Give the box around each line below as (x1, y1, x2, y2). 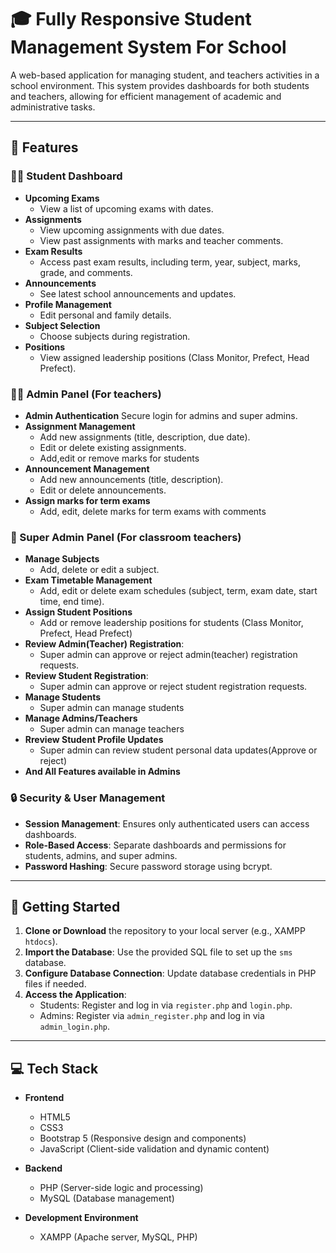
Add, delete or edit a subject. (39, 564, 160, 576)
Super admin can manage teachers (39, 723, 185, 735)
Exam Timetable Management (24, 574, 153, 586)
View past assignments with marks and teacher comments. (39, 234, 284, 246)
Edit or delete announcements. (39, 484, 167, 496)
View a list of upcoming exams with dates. (39, 202, 214, 215)
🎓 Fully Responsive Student (10, 8, 252, 31)
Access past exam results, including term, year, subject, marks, (39, 256, 302, 268)
